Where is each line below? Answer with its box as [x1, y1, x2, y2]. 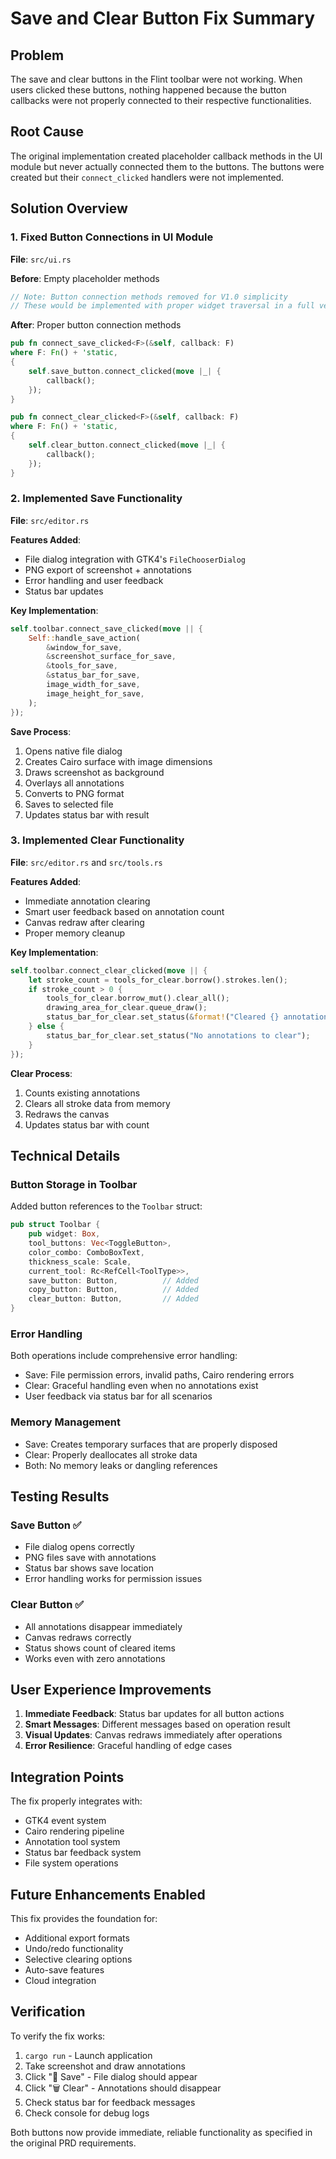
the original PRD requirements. [10, 2137, 137, 2149]
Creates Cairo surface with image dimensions [24, 755, 213, 767]
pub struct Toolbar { [10, 1220, 101, 1230]
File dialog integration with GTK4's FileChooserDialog [24, 553, 247, 565]
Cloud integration [24, 1975, 97, 1987]
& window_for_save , [46, 642, 123, 652]
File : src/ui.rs [10, 253, 72, 265]
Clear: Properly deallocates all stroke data [24, 1448, 198, 1461]
